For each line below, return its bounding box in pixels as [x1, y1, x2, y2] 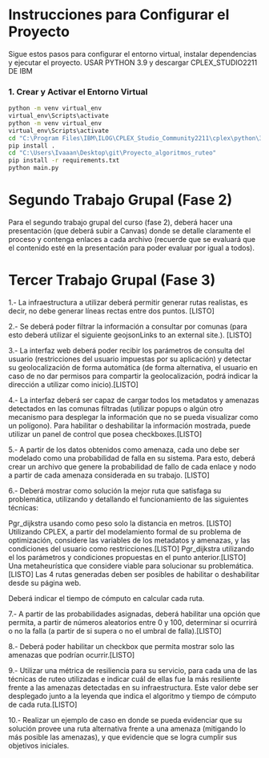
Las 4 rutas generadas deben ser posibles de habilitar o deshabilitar [35, 569, 260, 579]
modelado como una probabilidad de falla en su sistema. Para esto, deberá [8, 453, 255, 462]
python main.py [8, 164, 59, 172]
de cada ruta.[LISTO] [8, 700, 78, 709]
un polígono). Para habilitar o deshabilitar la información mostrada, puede [8, 421, 251, 430]
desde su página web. [8, 578, 82, 587]
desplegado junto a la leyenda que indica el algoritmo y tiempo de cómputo [8, 691, 257, 700]
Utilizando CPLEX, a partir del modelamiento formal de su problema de [8, 526, 242, 536]
